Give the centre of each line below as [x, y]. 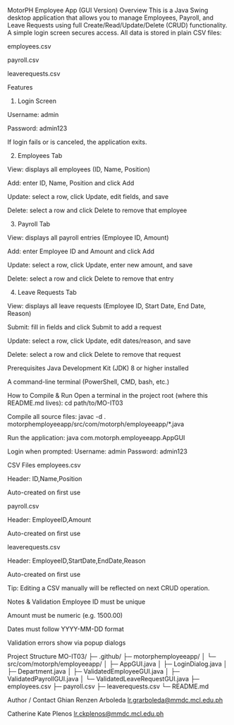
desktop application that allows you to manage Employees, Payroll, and [110, 18]
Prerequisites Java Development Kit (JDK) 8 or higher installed [98, 368]
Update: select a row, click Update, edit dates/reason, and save [99, 341]
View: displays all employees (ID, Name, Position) [79, 169]
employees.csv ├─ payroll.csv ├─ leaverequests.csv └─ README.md [108, 686]
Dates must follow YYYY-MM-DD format [66, 629]
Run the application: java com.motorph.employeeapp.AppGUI [96, 438]
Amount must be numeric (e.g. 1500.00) [65, 615]
